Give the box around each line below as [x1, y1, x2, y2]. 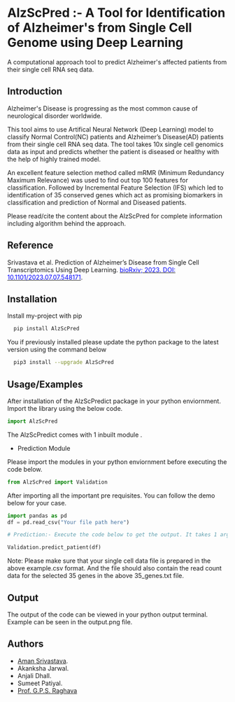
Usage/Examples [7, 378, 83, 390]
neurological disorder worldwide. [7, 111, 103, 120]
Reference [7, 239, 54, 251]
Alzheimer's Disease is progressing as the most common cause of [7, 104, 198, 113]
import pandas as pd [7, 512, 68, 519]
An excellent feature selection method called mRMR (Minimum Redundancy [7, 168, 225, 176]
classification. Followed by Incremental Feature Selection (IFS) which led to [7, 183, 224, 192]
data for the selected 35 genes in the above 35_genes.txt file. [7, 572, 184, 580]
